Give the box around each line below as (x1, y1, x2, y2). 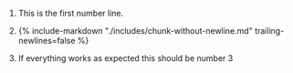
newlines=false (17, 36, 76, 46)
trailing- (254, 26, 285, 36)
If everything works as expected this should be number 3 (17, 53, 234, 63)
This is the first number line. (17, 8, 124, 18)
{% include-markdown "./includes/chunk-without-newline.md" (17, 26, 253, 36)
